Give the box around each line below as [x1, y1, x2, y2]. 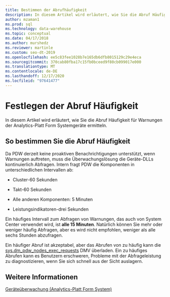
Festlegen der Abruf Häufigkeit [5, 100, 138, 112]
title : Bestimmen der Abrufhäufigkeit [5, 7, 87, 13]
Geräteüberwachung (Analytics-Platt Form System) [5, 286, 112, 292]
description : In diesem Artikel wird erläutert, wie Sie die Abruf [5, 12, 151, 17]
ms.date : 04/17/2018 [5, 36, 49, 41]
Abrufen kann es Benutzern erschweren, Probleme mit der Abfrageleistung [5, 252, 161, 259]
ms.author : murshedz [5, 41, 49, 46]
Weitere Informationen [5, 273, 78, 281]
